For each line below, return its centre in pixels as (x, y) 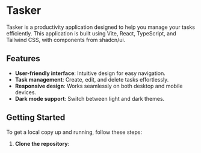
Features (23, 58)
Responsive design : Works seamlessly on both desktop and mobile (99, 86)
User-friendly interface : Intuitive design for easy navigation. (90, 73)
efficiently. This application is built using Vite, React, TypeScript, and (91, 33)
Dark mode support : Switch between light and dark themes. (90, 98)
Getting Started (36, 118)
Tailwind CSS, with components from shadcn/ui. (66, 40)
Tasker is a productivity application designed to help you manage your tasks (101, 27)
